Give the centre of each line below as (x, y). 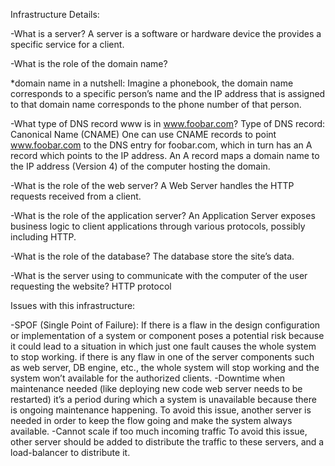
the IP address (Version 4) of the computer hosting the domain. (140, 166)
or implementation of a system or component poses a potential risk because (167, 335)
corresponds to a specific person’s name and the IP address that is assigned (168, 93)
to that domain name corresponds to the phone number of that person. (156, 104)
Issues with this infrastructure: (73, 305)
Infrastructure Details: (55, 14)
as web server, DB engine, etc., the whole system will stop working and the (165, 367)
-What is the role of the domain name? (89, 63)
